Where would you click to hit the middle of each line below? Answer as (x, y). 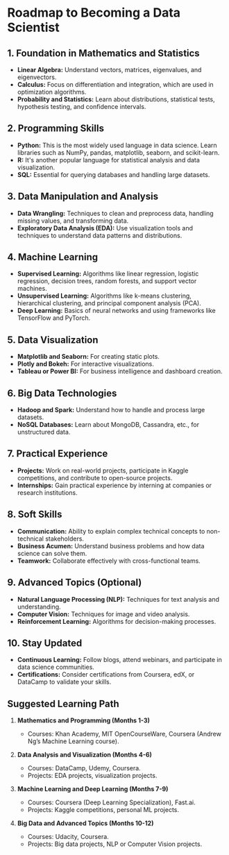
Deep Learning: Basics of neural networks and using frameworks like (117, 311)
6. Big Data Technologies (62, 393)
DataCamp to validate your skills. (64, 682)
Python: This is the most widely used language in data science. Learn (117, 145)
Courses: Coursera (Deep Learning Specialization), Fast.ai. (111, 802)
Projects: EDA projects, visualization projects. (92, 776)
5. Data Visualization (53, 340)
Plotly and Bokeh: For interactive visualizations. (86, 364)
